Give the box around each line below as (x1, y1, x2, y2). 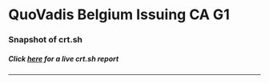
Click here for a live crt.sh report (8, 53, 119, 63)
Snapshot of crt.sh (8, 34, 82, 45)
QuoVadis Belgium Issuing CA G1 (8, 6, 230, 24)
